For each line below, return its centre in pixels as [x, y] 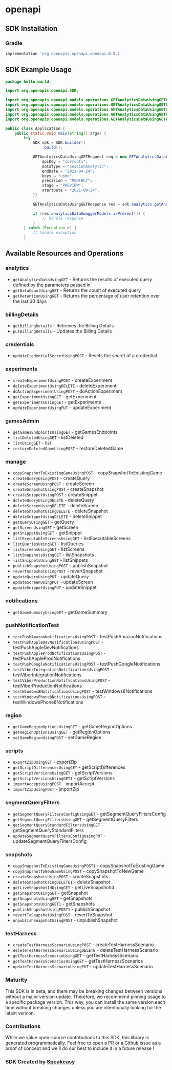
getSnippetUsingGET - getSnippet [47, 533]
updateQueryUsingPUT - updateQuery [51, 577]
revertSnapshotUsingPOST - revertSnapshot [58, 571]
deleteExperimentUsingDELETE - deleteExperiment [64, 385]
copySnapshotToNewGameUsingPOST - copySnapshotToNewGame [78, 871]
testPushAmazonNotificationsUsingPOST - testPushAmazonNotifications [88, 636]
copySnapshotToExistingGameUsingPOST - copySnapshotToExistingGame [87, 473]
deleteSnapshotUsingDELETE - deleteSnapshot [60, 511]
